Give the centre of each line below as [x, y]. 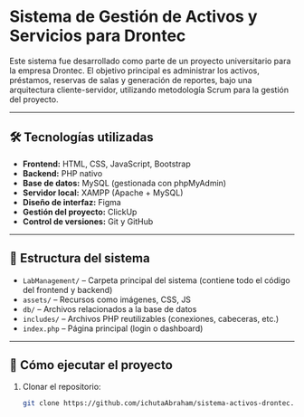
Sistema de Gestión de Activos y [133, 17]
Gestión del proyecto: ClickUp [80, 212]
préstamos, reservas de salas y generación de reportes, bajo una [131, 80]
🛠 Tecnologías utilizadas [81, 137]
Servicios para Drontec [98, 36]
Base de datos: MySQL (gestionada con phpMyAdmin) [124, 183]
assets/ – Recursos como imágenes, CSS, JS [107, 299]
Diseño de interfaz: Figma [72, 202]
